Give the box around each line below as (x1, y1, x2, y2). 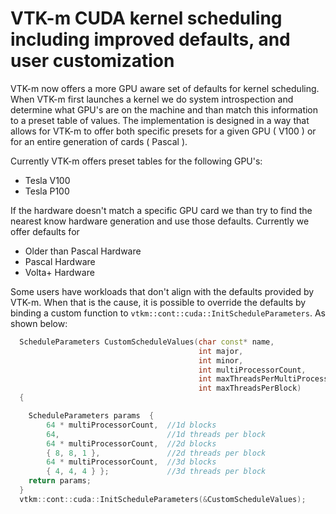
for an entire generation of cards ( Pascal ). (10, 135, 188, 147)
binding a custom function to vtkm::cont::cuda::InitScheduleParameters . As (10, 307, 326, 319)
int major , (198, 346, 244, 356)
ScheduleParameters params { (28, 411, 155, 421)
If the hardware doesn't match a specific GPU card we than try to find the (10, 204, 313, 216)
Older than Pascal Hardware (24, 245, 142, 257)
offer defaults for (10, 225, 80, 237)
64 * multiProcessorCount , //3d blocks (46, 457, 217, 467)
